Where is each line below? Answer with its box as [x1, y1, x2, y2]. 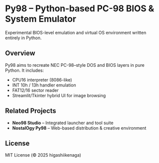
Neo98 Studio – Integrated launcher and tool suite [12, 120, 114, 126]
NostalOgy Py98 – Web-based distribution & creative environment [12, 125, 147, 131]
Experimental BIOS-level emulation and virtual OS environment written [5, 29, 147, 35]
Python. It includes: [5, 67, 44, 73]
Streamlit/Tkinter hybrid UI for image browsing [12, 92, 106, 98]
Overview [5, 49, 36, 57]
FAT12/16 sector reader [12, 87, 59, 93]
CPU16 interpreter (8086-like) [12, 77, 72, 82]
